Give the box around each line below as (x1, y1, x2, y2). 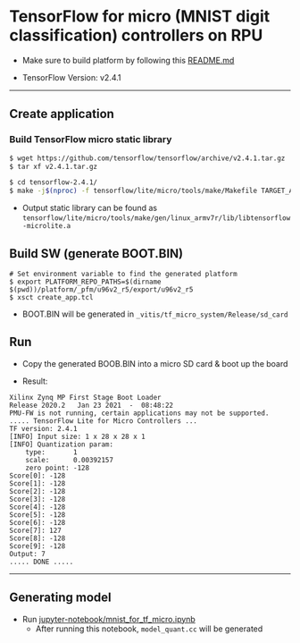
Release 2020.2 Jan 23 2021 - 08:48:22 (9, 401, 174, 410)
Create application (9, 106, 114, 122)
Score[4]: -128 (9, 503, 66, 512)
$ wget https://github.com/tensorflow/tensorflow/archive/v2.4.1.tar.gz (9, 154, 286, 163)
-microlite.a (21, 222, 71, 231)
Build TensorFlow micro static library (9, 133, 172, 146)
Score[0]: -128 (9, 471, 66, 480)
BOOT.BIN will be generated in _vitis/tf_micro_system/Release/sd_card (21, 309, 288, 319)
